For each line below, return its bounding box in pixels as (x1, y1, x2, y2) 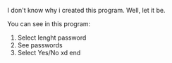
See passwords (17, 41, 63, 49)
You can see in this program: (7, 20, 91, 28)
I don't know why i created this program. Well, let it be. (7, 6, 166, 14)
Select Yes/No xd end (17, 49, 81, 57)
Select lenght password (17, 33, 87, 42)
